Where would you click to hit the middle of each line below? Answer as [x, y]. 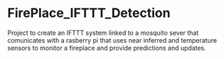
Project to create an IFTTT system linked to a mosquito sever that [103, 33]
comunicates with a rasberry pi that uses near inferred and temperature [112, 40]
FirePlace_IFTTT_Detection [89, 13]
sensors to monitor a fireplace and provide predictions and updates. [107, 48]
